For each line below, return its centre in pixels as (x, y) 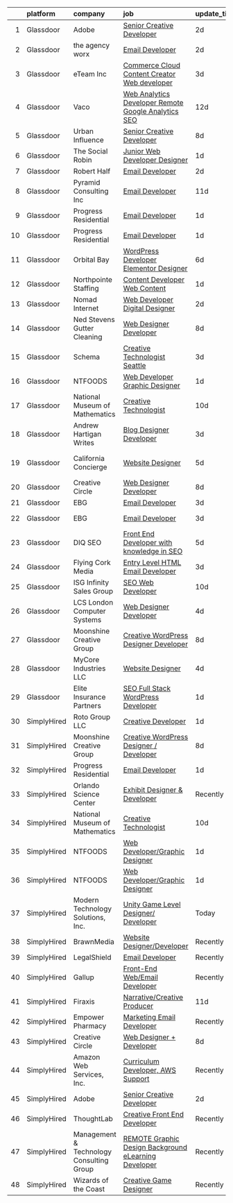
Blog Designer (146, 430)
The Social (90, 151)
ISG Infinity (91, 582)
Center (84, 803)
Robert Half (92, 171)
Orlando (86, 785)
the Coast (89, 1189)
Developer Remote (153, 102)
